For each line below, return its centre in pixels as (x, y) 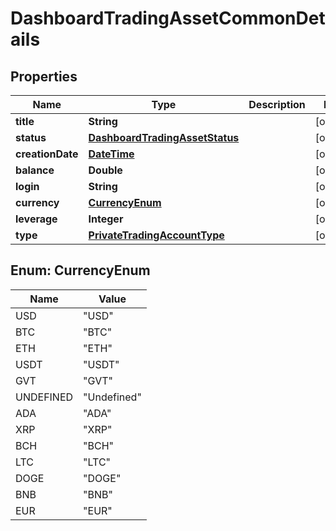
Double (105, 170)
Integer (106, 219)
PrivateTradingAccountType (156, 235)
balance (35, 170)
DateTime (111, 154)
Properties (44, 76)
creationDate (47, 154)
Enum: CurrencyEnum (80, 270)
